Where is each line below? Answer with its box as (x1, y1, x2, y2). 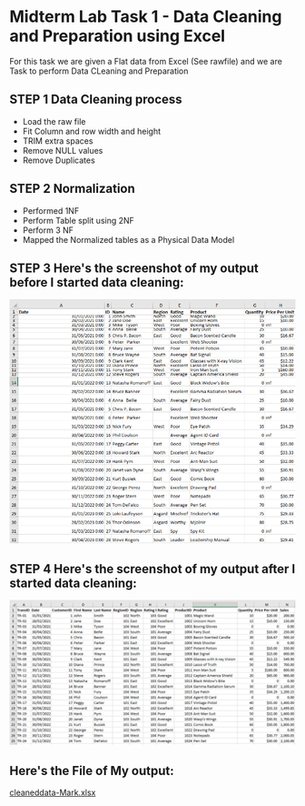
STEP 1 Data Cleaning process (9, 92, 183, 107)
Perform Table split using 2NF (22, 215, 134, 226)
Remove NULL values (22, 145, 103, 156)
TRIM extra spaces (22, 135, 93, 146)
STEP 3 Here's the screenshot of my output (9, 260, 259, 276)
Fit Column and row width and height (22, 126, 162, 136)
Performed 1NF (22, 205, 80, 216)
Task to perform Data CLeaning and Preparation (9, 65, 189, 76)
